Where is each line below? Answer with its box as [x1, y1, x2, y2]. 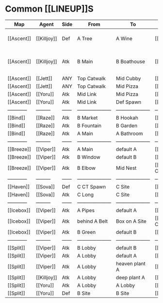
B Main [77, 58, 93, 65]
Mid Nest [115, 165, 137, 171]
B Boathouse [115, 58, 146, 65]
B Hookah [115, 114, 138, 121]
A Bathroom [115, 130, 143, 136]
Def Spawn [115, 98, 142, 105]
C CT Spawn [77, 183, 106, 190]
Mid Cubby [115, 75, 141, 82]
